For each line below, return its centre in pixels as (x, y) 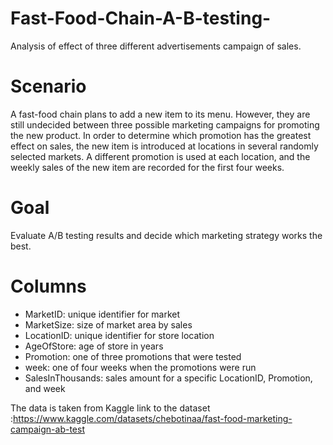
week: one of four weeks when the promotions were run (140, 367)
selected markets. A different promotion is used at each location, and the (160, 156)
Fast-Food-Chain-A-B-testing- (141, 18)
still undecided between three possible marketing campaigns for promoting (165, 124)
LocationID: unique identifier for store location (119, 335)
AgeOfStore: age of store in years (94, 346)
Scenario (48, 86)
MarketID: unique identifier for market (102, 314)
